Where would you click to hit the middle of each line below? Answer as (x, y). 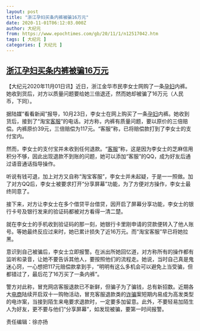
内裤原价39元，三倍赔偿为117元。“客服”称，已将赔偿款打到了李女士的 (101, 128)
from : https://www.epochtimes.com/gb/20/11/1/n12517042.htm (82, 34)
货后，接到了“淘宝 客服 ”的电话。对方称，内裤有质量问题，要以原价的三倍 (95, 121)
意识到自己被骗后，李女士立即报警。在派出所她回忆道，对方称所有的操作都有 (100, 252)
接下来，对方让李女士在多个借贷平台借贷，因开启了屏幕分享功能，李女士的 (97, 204)
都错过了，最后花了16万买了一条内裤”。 (54, 274)
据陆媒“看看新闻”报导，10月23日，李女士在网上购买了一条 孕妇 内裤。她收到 (98, 113)
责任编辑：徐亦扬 (27, 321)
